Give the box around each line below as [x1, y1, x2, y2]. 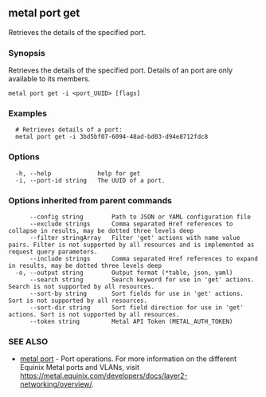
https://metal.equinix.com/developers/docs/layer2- [19, 371, 189, 381]
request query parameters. [8, 248, 98, 256]
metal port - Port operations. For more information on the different [19, 354, 237, 364]
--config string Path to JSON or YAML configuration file [29, 213, 251, 221]
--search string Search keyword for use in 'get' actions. [29, 276, 255, 284]
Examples [8, 108, 48, 119]
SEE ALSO [8, 336, 49, 347]
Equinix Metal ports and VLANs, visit [19, 363, 139, 372]
